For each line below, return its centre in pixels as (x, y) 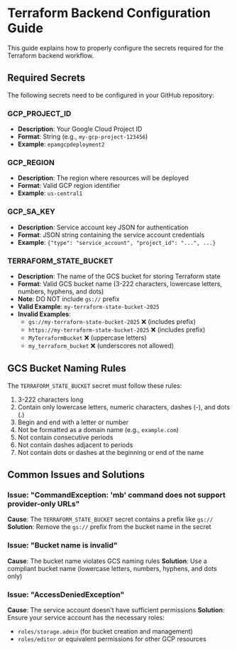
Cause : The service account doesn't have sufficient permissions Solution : (116, 610)
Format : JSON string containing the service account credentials (111, 235)
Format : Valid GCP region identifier (69, 186)
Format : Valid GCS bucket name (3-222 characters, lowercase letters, (120, 283)
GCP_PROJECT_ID (39, 113)
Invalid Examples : (44, 314)
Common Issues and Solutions (76, 475)
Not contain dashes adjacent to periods (75, 445)
